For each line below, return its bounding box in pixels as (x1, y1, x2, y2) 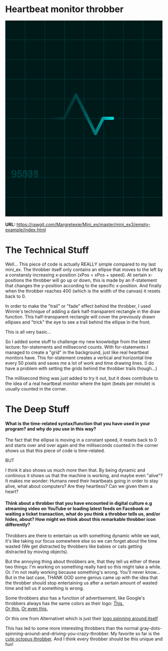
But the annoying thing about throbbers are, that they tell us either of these (5, 558, 160, 565)
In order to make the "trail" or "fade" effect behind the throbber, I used (5, 303, 151, 309)
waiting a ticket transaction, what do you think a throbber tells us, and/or (5, 510, 160, 517)
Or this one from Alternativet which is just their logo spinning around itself (5, 616, 158, 622)
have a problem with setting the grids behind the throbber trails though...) (5, 365, 157, 371)
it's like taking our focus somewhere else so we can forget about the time (5, 538, 157, 544)
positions (5, 277, 24, 283)
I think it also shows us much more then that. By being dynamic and (5, 467, 145, 473)
